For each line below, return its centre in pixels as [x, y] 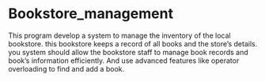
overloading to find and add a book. [66, 68]
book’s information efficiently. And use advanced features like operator [124, 61]
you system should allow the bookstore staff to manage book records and [129, 52]
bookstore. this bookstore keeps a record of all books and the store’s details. [133, 43]
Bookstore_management [91, 14]
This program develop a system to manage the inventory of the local [119, 35]
